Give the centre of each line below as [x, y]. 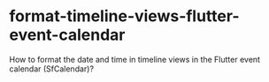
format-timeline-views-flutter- [124, 16]
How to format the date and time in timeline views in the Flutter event [135, 59]
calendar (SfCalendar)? [52, 69]
